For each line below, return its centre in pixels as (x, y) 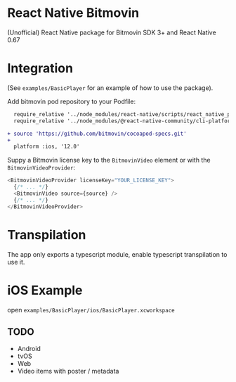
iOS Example (45, 290)
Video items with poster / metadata (68, 371)
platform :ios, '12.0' (47, 147)
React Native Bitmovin (73, 13)
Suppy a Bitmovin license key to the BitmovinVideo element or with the (109, 160)
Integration (40, 69)
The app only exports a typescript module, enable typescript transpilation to (117, 254)
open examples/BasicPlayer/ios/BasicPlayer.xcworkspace (91, 310)
